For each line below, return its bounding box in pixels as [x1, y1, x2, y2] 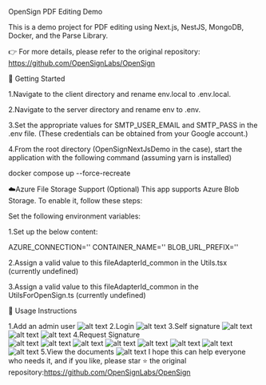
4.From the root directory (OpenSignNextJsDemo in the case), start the [8, 144, 242, 154]
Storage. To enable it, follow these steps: [8, 196, 143, 205]
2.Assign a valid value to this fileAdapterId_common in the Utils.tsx [8, 258, 228, 267]
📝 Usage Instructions [8, 306, 77, 315]
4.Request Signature [73, 330, 141, 339]
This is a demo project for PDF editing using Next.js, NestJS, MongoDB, [8, 22, 244, 31]
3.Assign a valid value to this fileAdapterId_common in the [8, 282, 199, 291]
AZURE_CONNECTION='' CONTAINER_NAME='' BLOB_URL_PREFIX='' [8, 243, 239, 251]
